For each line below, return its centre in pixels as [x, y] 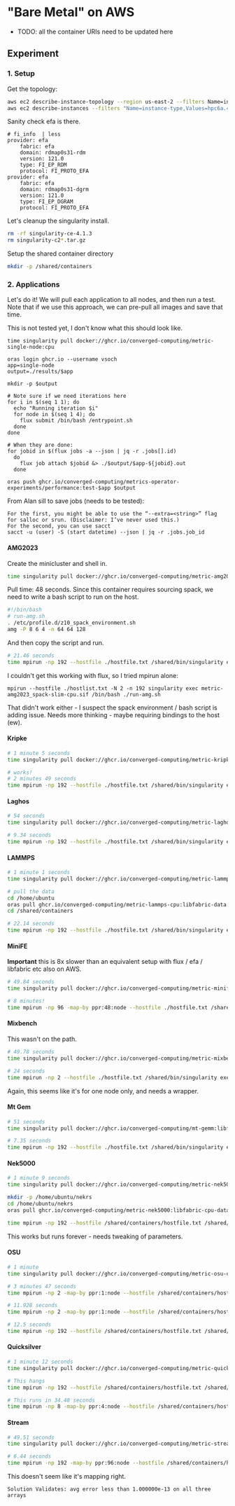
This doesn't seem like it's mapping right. [66, 1477]
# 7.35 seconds [29, 1141]
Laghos [19, 801]
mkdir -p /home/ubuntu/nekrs [50, 1197]
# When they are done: [40, 445]
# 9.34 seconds [29, 835]
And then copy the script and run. [56, 642]
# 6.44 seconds [29, 1457]
